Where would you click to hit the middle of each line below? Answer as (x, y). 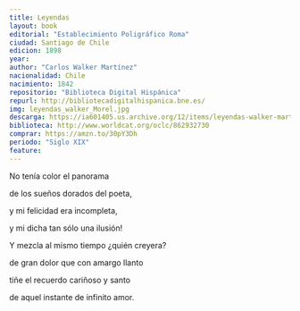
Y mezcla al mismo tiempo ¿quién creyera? (88, 245)
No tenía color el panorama (59, 176)
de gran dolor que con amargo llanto (76, 262)
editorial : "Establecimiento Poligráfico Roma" (100, 34)
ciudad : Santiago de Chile (59, 42)
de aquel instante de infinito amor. (72, 297)
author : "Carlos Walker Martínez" (74, 68)
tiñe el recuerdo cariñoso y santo (70, 280)
